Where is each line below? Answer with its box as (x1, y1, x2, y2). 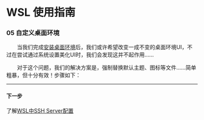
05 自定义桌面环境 (6, 28, 59, 37)
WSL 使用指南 (6, 5, 76, 19)
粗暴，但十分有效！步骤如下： (6, 72, 81, 79)
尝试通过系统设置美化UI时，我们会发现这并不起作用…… (16, 51, 154, 58)
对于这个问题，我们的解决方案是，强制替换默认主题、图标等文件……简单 (17, 64, 197, 72)
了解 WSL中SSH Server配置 (6, 107, 74, 114)
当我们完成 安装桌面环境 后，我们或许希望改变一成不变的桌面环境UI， (17, 44, 188, 51)
